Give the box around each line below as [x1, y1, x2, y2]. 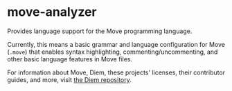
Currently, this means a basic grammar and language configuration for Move [7, 40, 226, 48]
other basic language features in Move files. [7, 54, 133, 63]
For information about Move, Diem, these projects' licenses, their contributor [7, 68, 226, 77]
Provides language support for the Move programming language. [7, 27, 193, 35]
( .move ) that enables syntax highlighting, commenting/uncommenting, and [7, 48, 218, 56]
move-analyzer [7, 4, 97, 20]
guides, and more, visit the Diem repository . [7, 75, 132, 83]
